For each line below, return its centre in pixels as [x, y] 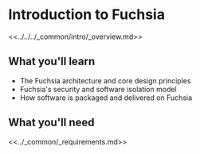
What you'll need [51, 123]
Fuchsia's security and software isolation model [98, 89]
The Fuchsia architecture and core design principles [105, 80]
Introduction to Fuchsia [87, 15]
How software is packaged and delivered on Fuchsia [106, 98]
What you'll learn [52, 62]
